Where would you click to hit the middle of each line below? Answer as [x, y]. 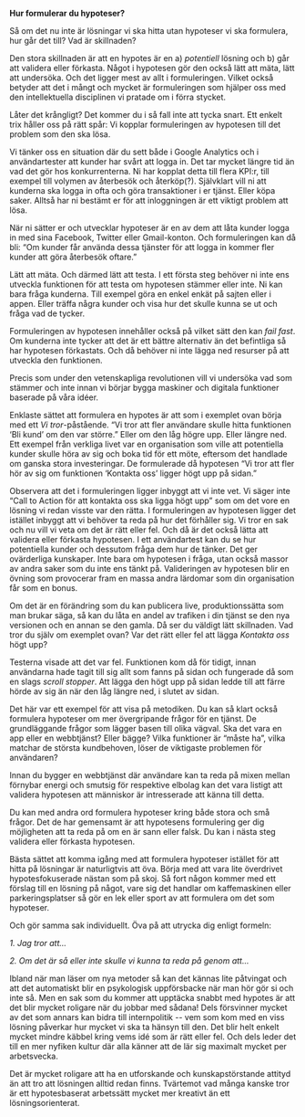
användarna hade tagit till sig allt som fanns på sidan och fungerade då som [152, 672]
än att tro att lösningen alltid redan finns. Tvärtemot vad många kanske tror [149, 1083]
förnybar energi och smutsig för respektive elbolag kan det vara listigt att [146, 785]
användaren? [34, 758]
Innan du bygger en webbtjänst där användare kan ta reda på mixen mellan [150, 775]
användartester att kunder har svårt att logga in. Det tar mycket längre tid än [152, 162]
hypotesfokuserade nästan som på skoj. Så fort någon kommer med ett [142, 879]
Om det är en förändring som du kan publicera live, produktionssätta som [147, 606]
